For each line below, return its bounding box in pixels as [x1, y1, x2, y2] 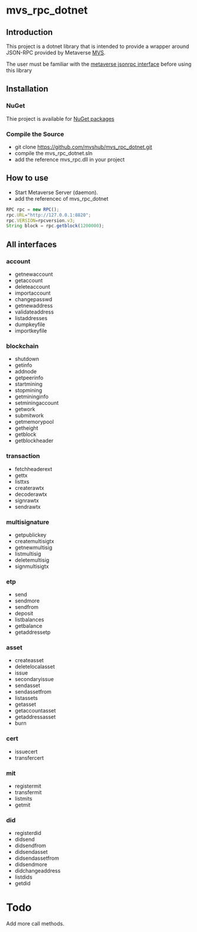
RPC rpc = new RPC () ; [6, 207, 60, 212]
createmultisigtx [14, 537, 54, 544]
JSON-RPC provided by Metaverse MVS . [6, 49, 106, 56]
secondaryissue [14, 676, 54, 683]
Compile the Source [6, 130, 64, 138]
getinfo [14, 362, 33, 369]
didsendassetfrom [14, 854, 59, 862]
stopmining [14, 387, 43, 394]
